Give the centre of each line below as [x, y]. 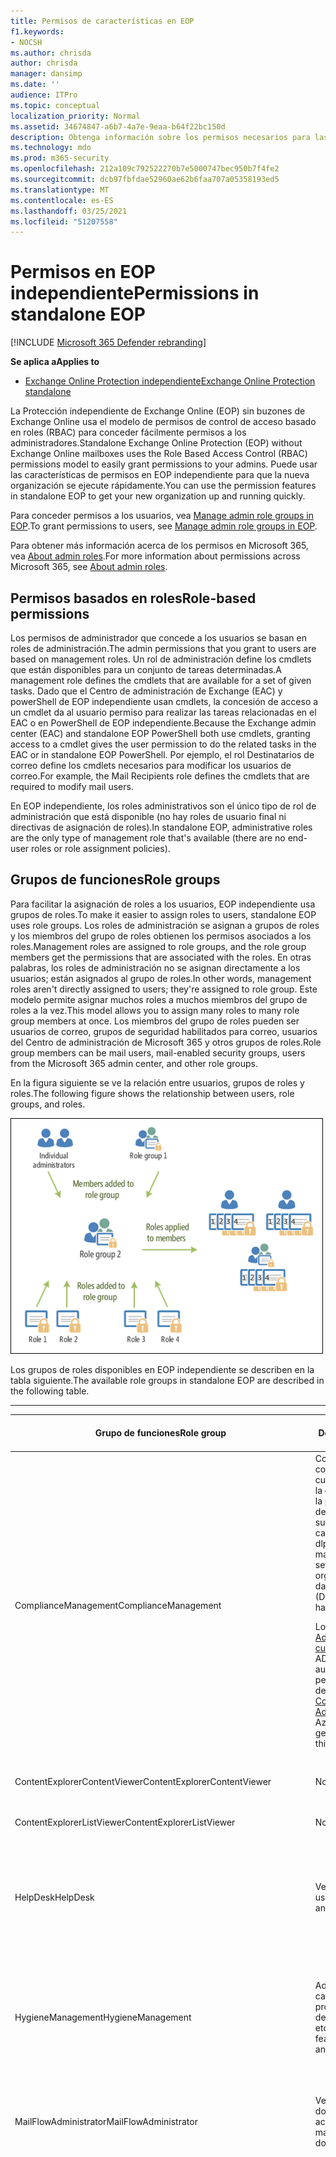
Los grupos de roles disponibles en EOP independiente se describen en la [162, 1369]
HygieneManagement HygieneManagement [103, 2017]
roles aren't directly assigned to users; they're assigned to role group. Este [164, 989]
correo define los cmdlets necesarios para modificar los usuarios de [151, 765]
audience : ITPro [44, 95]
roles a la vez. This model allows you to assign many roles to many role [155, 1010]
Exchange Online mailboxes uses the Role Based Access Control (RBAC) [159, 454]
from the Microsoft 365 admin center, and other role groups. [134, 1063]
